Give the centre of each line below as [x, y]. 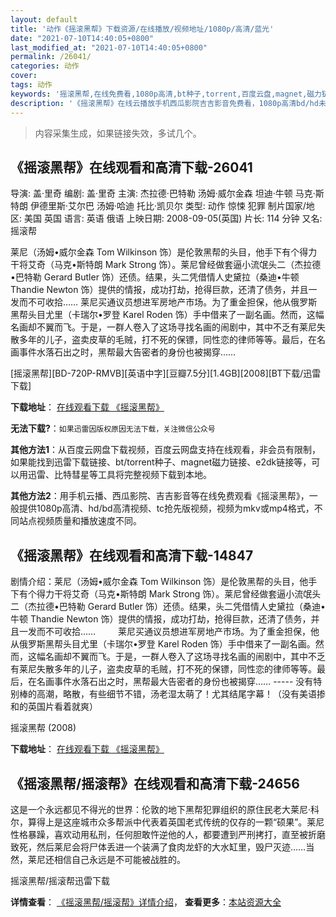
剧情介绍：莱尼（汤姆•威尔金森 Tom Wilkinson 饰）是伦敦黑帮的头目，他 [159, 582]
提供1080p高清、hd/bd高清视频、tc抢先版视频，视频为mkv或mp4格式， [166, 508]
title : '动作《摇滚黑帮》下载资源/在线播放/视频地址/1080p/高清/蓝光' [142, 29]
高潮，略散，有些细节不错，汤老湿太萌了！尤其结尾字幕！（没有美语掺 [181, 694]
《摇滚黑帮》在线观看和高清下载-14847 [132, 555]
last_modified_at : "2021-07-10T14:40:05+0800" [109, 47]
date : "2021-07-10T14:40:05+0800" [82, 38]
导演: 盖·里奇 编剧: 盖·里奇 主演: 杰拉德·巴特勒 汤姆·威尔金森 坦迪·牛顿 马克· [163, 193]
